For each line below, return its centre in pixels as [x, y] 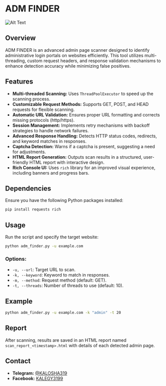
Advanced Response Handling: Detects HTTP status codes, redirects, [85, 136]
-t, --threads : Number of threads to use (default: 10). [68, 286]
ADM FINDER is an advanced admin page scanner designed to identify [78, 50]
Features [19, 82]
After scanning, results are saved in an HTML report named [66, 340]
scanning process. [31, 99]
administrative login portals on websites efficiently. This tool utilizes [74, 55]
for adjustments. [29, 152]
